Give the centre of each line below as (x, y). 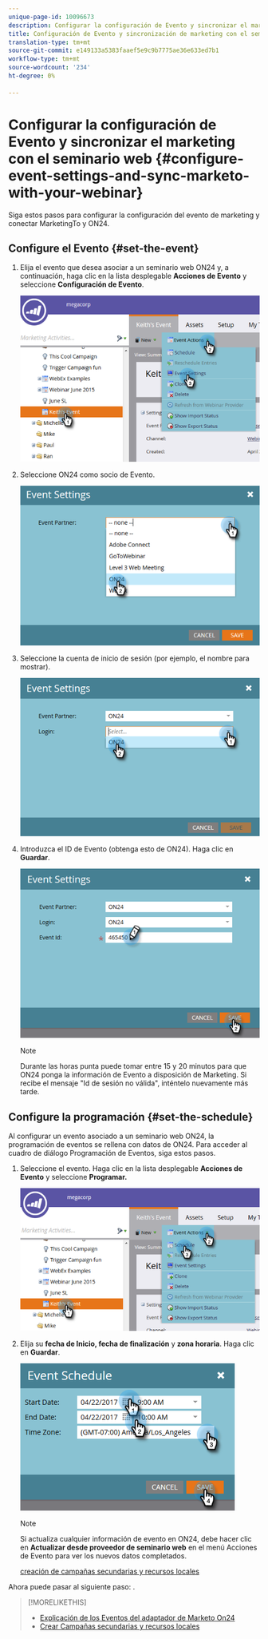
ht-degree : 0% (32, 76)
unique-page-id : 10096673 (51, 17)
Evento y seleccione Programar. (73, 1177)
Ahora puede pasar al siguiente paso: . (72, 1587)
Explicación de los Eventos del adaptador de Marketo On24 (137, 1618)
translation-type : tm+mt (49, 42)
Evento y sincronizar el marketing (122, 142)
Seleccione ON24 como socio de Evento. (87, 474)
